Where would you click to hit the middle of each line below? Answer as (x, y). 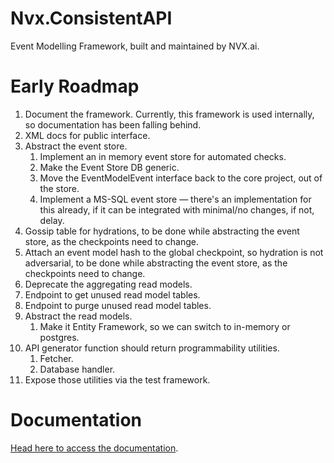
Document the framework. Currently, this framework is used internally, (169, 114)
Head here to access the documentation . (94, 448)
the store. (59, 188)
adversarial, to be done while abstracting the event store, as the (156, 263)
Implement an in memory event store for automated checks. (163, 156)
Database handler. (77, 369)
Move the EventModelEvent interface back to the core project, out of (181, 178)
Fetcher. (56, 358)
